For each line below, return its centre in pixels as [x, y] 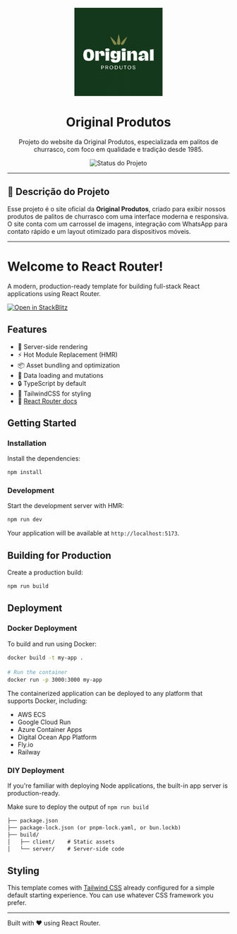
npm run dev [25, 520]
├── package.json [33, 821]
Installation [27, 443]
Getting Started [42, 423]
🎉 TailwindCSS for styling [54, 394]
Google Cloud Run [44, 722]
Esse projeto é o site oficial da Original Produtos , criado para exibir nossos [116, 208]
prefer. [17, 903]
